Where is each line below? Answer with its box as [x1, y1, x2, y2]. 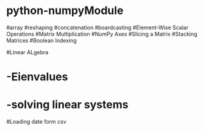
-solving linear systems [6, 98, 129, 112]
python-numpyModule [6, 4, 124, 18]
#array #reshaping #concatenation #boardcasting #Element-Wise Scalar [6, 24, 189, 31]
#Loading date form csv [6, 118, 67, 126]
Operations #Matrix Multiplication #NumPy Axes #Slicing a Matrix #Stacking [6, 30, 198, 37]
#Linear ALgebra [6, 48, 49, 55]
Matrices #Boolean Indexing [6, 37, 77, 44]
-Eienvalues [6, 70, 68, 84]
